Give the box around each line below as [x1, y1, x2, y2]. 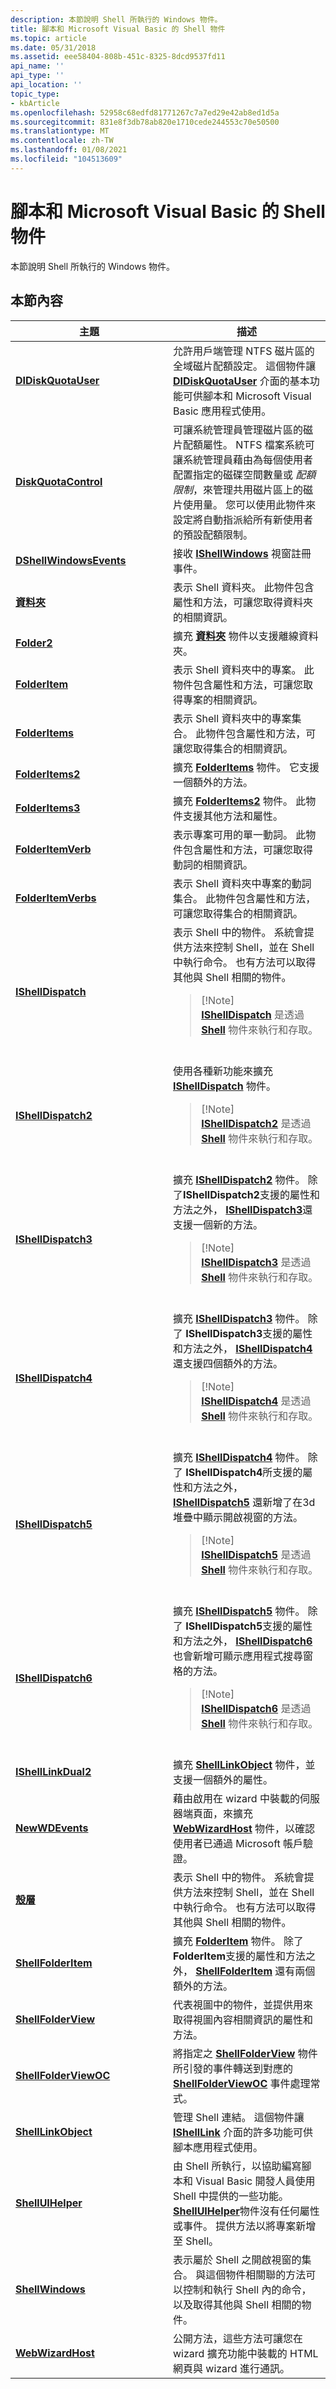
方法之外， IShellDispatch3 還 [173, 1202, 313, 1216]
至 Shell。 [173, 2234, 220, 2248]
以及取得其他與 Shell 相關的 [173, 2297, 302, 2311]
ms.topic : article [10, 33, 87, 43]
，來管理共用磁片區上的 [193, 482, 304, 496]
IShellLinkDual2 [15, 1764, 92, 1778]
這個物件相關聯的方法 [205, 2267, 307, 2281]
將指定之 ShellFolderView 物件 [173, 2046, 318, 2060]
